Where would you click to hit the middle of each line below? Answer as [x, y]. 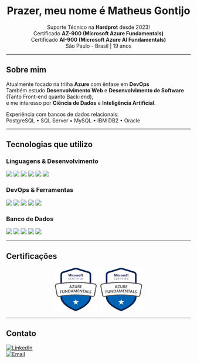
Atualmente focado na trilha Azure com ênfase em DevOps [78, 84]
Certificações [32, 256]
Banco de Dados [30, 219]
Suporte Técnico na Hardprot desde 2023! [98, 27]
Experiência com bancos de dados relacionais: [62, 114]
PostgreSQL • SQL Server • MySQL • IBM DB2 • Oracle [73, 120]
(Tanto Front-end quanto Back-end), [50, 96]
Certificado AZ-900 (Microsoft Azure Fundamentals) [98, 33]
